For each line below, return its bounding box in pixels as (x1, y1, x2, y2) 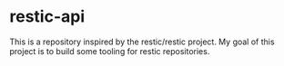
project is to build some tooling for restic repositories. (9, 45, 210, 56)
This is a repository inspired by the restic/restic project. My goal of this (9, 36, 275, 47)
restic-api (9, 6, 85, 27)
